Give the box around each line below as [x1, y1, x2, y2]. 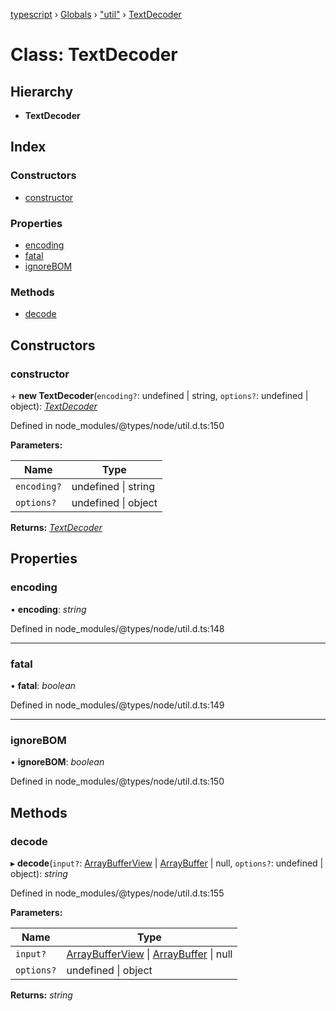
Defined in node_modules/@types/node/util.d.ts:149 [10, 699, 225, 711]
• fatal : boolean [10, 679, 77, 691]
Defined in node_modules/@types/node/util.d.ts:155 [10, 887, 225, 899]
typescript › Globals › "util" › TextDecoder [10, 9, 182, 20]
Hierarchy [10, 83, 74, 100]
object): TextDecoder [10, 400, 98, 412]
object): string [10, 867, 68, 879]
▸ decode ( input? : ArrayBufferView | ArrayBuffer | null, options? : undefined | [10, 857, 324, 869]
